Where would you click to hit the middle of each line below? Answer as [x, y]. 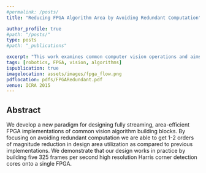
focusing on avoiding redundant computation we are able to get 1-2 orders [100, 138]
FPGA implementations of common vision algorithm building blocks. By [96, 131]
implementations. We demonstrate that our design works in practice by [96, 151]
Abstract [24, 110]
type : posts [21, 40]
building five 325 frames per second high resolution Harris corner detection [102, 157]
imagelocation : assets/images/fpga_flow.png [64, 74]
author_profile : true [34, 29]
